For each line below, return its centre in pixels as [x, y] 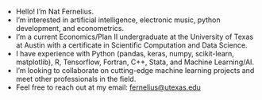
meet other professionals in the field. [76, 79]
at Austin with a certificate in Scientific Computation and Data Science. [131, 45]
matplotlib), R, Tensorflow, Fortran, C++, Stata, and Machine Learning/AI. [135, 62]
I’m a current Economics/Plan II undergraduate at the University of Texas [135, 37]
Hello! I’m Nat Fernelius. [55, 12]
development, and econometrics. [70, 28]
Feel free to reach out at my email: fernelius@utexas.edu [108, 87]
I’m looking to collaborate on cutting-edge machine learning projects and [135, 70]
